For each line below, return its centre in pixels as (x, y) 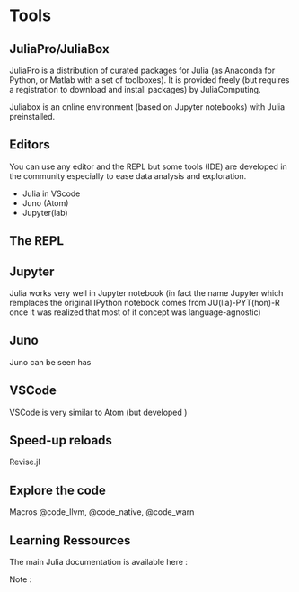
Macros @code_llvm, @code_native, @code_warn (102, 512)
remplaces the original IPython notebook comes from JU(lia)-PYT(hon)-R (145, 303)
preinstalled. (32, 117)
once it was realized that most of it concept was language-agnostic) (136, 312)
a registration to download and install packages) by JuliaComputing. (135, 90)
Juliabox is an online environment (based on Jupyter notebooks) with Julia (147, 107)
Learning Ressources (70, 540)
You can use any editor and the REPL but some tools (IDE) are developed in (148, 166)
